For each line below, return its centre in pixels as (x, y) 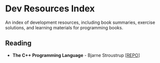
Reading (18, 43)
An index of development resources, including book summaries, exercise (80, 22)
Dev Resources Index (50, 9)
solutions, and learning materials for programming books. (64, 27)
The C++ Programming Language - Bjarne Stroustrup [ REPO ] (76, 55)
